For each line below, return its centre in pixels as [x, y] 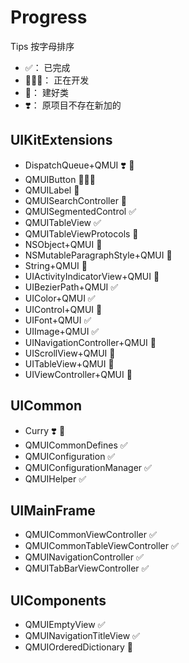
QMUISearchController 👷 [76, 200]
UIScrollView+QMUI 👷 [70, 353]
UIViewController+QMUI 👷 [78, 374]
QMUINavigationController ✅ [84, 557]
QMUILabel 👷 [52, 190]
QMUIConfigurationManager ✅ [88, 467]
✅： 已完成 [47, 67]
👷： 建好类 [46, 92]
